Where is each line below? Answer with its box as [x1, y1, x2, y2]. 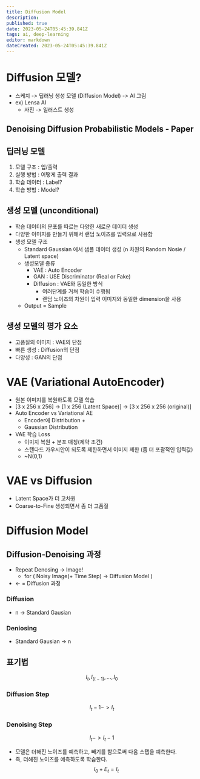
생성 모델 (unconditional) [6, 206, 99, 216]
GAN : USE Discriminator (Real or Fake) [33, 272, 132, 280]
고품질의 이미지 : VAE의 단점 [15, 338, 82, 346]
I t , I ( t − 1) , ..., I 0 [85, 673, 118, 682]
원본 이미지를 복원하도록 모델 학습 [15, 396, 95, 403]
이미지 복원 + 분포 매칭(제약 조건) [24, 438, 103, 445]
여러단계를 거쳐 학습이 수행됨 [42, 288, 111, 295]
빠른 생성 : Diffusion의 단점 [15, 346, 80, 353]
